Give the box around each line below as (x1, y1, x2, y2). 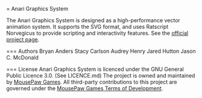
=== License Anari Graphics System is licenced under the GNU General (6, 66, 184, 73)
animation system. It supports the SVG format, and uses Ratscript (6, 23, 169, 30)
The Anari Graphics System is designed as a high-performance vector (6, 17, 181, 23)
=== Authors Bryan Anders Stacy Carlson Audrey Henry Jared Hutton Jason (6, 47, 196, 55)
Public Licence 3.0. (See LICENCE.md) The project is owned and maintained (6, 72, 195, 79)
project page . (6, 36, 40, 43)
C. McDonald (6, 54, 39, 61)
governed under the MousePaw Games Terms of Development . (6, 85, 163, 92)
